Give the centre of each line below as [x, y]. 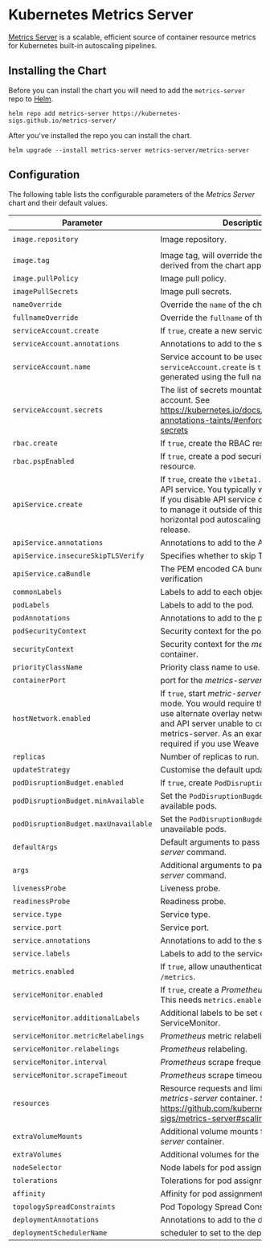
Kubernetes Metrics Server [101, 15]
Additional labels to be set [209, 1013]
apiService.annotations [58, 543]
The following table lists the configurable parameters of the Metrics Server [132, 194]
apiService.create [47, 504]
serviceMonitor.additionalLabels [76, 1018]
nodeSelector [37, 1167]
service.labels [41, 953]
